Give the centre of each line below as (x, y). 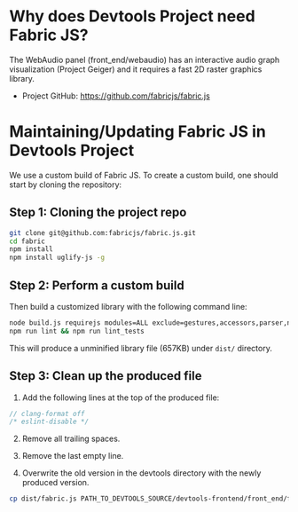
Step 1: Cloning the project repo (98, 213)
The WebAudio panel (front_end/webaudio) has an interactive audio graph (145, 59)
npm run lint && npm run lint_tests (77, 331)
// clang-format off (47, 414)
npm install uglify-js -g (57, 258)
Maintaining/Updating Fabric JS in (137, 132)
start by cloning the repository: (66, 185)
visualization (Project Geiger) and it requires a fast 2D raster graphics (136, 69)
